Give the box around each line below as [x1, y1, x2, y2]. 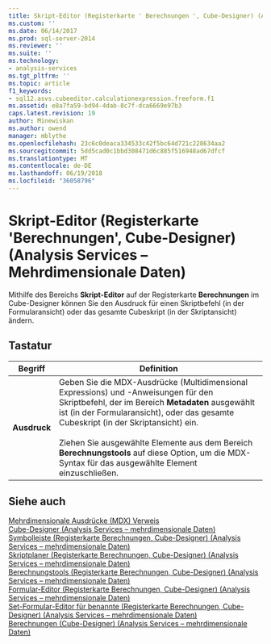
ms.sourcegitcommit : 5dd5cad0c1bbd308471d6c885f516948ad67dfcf [8, 147, 226, 155]
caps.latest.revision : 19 [8, 110, 95, 118]
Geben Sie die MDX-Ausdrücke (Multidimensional [59, 376, 248, 387]
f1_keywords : [8, 86, 52, 95]
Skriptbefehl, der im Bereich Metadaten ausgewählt [59, 396, 256, 408]
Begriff [18, 362, 46, 374]
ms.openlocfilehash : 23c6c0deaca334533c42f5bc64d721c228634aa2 [8, 139, 226, 148]
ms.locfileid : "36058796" [8, 177, 95, 186]
